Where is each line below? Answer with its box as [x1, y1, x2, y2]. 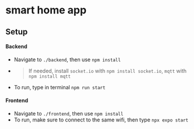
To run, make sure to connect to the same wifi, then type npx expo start [13, 116, 189, 123]
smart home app [5, 4, 87, 17]
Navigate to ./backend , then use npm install [13, 56, 121, 63]
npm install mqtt [28, 74, 71, 79]
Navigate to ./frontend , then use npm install [13, 110, 124, 117]
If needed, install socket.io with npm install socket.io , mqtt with [28, 67, 187, 74]
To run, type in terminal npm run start [13, 83, 106, 90]
